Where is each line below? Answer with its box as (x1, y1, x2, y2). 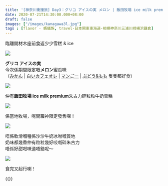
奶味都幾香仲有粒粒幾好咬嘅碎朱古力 (5, 139, 80, 145)
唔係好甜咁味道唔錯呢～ (5, 146, 53, 152)
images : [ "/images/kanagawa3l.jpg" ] (5, 21, 81, 27)
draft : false (5, 17, 32, 22)
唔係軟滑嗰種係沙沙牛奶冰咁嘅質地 (5, 133, 75, 139)
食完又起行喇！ (5, 166, 36, 172)
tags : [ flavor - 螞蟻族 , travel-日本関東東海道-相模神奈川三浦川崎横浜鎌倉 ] (5, 26, 154, 31)
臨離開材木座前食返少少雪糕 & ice (5, 41, 74, 47)
